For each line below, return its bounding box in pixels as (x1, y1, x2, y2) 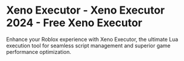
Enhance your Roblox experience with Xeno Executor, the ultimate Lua (6, 36, 179, 43)
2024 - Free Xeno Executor (6, 16, 143, 30)
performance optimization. (6, 48, 71, 55)
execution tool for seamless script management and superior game (6, 42, 171, 49)
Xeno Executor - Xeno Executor (6, 4, 165, 17)
